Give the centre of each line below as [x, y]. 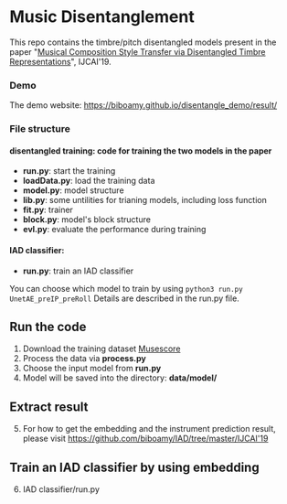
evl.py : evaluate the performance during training [114, 230]
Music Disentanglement [102, 17]
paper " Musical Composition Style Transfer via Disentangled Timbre [138, 51]
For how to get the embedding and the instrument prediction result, [149, 429]
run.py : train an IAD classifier [78, 271]
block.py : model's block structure [86, 220]
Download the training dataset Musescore [101, 349]
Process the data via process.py [84, 359]
